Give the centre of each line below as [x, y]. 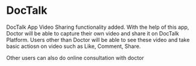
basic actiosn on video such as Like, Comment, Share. [74, 46]
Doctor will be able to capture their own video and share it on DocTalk [93, 33]
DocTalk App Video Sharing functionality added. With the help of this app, [98, 27]
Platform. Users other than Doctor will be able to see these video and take [98, 40]
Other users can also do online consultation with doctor [75, 58]
